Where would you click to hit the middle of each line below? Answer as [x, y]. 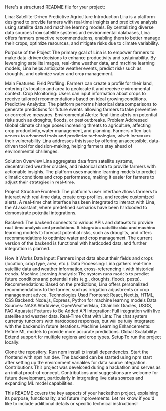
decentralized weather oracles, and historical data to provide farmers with [80, 166]
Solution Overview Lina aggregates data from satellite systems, [69, 161]
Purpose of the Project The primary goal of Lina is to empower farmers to [80, 52]
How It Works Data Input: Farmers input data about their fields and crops [79, 258]
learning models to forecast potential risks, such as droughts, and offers [79, 233]
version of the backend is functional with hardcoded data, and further [76, 243]
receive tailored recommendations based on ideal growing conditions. [76, 99]
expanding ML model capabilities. [40, 383]
